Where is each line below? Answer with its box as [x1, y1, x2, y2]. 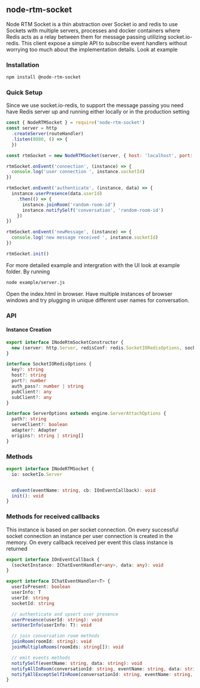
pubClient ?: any [11, 389, 52, 395]
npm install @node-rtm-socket [6, 74, 82, 80]
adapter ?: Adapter [11, 427, 58, 433]
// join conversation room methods [11, 633, 100, 639]
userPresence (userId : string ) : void [11, 617, 102, 623]
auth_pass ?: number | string [11, 383, 84, 389]
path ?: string [11, 416, 46, 422]
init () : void [11, 493, 44, 499]
